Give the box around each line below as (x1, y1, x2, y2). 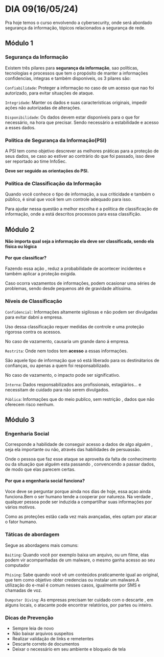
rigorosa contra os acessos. (5, 329, 62, 335)
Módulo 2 (5, 225, 35, 234)
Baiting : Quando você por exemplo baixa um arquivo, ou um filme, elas (5, 552, 149, 558)
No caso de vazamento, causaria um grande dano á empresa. (5, 338, 130, 344)
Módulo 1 (5, 39, 33, 48)
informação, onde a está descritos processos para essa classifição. (5, 211, 141, 217)
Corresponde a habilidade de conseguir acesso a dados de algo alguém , (5, 441, 153, 447)
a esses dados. (5, 124, 36, 130)
